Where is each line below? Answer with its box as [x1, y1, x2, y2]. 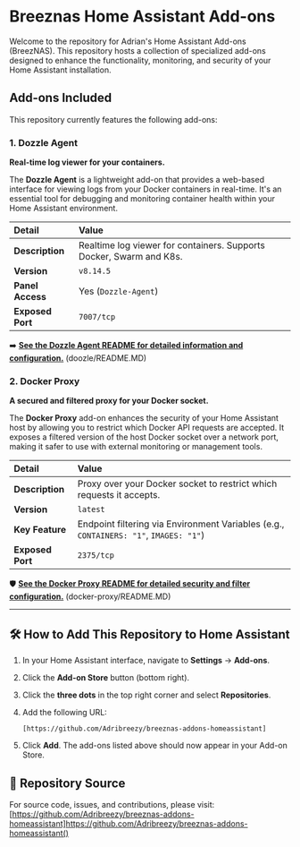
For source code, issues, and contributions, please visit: [9, 799, 215, 809]
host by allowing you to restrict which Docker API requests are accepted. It [9, 423, 285, 433]
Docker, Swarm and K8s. [79, 251, 183, 263]
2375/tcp [77, 551, 114, 560]
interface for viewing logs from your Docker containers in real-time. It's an [9, 184, 282, 194]
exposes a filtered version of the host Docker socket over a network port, [9, 432, 279, 442]
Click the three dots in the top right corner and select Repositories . [21, 689, 271, 700]
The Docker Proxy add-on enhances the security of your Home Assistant [9, 413, 279, 423]
